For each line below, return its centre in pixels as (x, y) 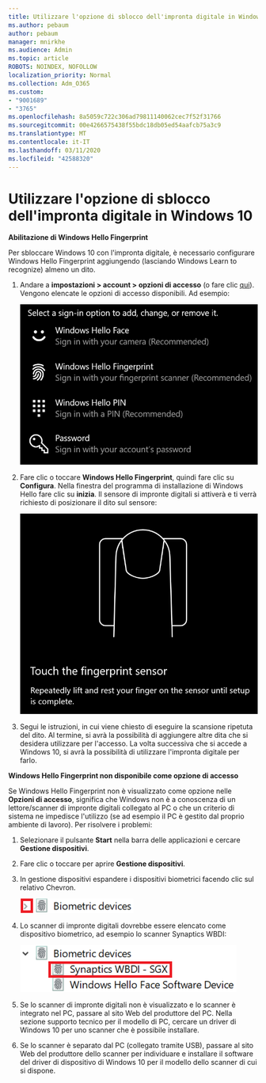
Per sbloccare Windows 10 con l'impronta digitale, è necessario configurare (131, 253)
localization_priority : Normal (60, 75)
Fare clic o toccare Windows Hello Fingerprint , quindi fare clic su (127, 477)
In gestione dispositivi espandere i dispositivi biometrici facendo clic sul (137, 879)
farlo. (28, 760)
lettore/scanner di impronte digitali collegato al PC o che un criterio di (122, 807)
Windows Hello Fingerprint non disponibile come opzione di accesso (123, 775)
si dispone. (38, 1070)
